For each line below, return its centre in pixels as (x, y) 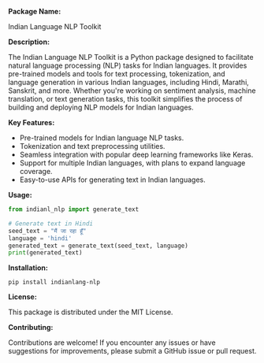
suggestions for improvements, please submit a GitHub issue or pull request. (132, 351)
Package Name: (35, 11)
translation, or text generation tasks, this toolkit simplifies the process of (125, 99)
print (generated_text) (45, 253)
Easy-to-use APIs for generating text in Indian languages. (113, 180)
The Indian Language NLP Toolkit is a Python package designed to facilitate (131, 57)
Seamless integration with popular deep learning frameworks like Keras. (136, 154)
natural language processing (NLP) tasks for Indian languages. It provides (128, 65)
